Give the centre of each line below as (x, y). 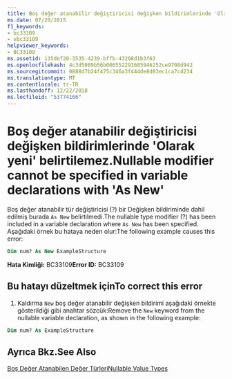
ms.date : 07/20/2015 (37, 20)
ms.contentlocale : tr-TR (43, 84)
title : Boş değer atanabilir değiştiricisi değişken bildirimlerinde (109, 13)
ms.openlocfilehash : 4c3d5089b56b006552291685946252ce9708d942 (100, 65)
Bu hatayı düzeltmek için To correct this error (105, 287)
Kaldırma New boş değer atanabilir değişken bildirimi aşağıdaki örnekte (116, 303)
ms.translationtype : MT (41, 78)
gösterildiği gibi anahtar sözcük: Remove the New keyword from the (111, 310)
